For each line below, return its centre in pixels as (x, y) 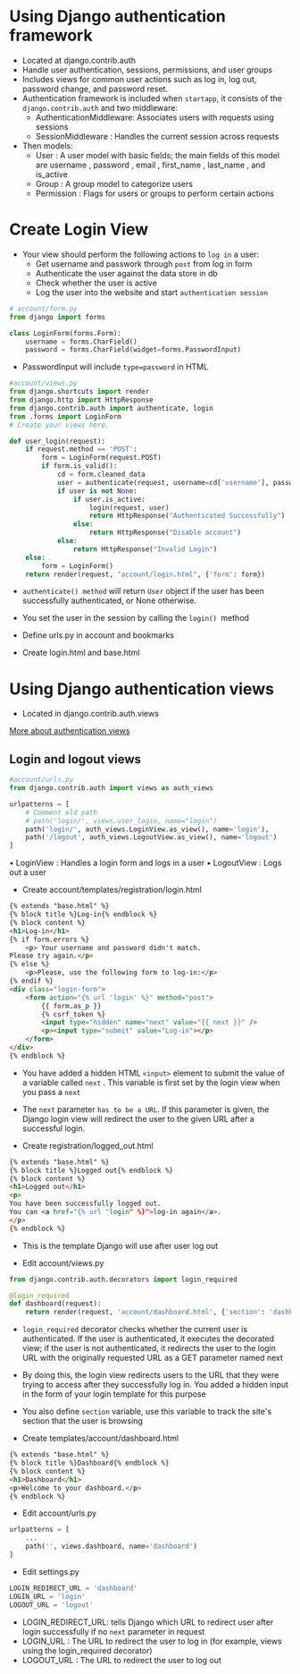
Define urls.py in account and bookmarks (98, 635)
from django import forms (57, 317)
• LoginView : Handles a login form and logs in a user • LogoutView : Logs (146, 863)
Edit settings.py (51, 1571)
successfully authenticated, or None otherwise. (109, 600)
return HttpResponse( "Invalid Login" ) (145, 549)
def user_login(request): (57, 441)
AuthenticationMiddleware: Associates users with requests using (154, 117)
